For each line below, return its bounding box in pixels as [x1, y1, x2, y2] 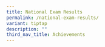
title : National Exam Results [6, 9, 83, 15]
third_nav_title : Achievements [6, 32, 86, 38]
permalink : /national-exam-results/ [6, 15, 99, 21]
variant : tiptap [6, 20, 47, 26]
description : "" [6, 26, 47, 32]
